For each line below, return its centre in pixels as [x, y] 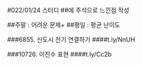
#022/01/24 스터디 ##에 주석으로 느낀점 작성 [68, 10]
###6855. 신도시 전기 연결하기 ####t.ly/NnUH [71, 39]
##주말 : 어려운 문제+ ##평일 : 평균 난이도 [64, 25]
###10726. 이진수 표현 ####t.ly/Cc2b [60, 54]
